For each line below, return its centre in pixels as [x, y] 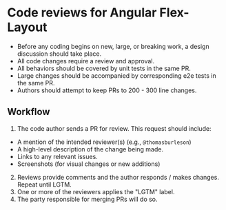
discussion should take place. [59, 54]
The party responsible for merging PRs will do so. [87, 199]
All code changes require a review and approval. [86, 61]
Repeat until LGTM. [44, 185]
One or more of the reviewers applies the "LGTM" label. [96, 191]
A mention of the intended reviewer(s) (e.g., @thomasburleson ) [104, 142]
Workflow [29, 112]
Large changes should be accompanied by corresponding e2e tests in [116, 75]
